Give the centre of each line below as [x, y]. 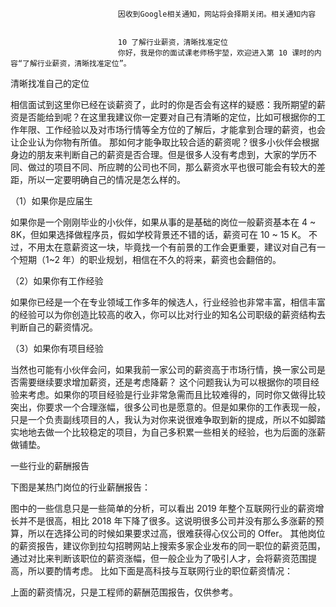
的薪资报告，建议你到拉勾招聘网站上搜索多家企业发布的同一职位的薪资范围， [168, 546]
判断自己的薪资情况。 [54, 327]
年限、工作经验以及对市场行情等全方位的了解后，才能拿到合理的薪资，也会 [172, 129]
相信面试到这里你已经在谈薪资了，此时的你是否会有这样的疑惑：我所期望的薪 [168, 104]
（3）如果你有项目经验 [57, 348]
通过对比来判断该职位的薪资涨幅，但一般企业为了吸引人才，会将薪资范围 [159, 558]
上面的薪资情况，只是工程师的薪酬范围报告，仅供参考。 [124, 592]
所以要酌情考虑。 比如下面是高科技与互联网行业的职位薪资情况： [160, 571]
